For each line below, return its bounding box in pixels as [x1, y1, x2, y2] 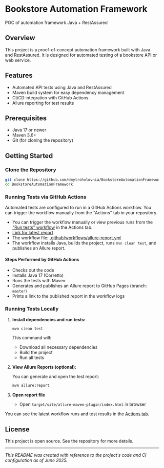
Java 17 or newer [12, 127, 47, 133]
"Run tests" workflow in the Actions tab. [12, 224, 93, 230]
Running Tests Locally [5, 306, 59, 312]
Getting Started [5, 152, 53, 160]
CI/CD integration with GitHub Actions [12, 94, 89, 101]
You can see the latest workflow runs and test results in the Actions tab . [5, 411, 150, 417]
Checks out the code [12, 267, 55, 273]
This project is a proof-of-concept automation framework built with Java [5, 46, 150, 52]
